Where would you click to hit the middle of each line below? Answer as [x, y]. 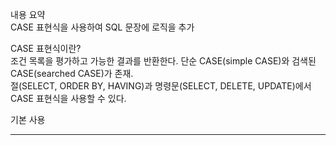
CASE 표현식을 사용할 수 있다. [68, 98]
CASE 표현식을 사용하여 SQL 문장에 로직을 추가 [102, 27]
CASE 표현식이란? [46, 48]
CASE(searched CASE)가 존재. [72, 73]
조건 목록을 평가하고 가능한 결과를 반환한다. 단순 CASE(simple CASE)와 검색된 [163, 61]
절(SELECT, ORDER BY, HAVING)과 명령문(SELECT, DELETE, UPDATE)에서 [161, 86]
